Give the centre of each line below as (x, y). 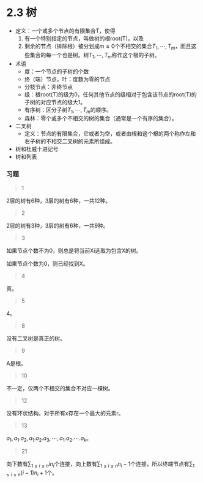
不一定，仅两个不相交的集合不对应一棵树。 (60, 388)
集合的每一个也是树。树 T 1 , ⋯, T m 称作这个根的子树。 (95, 56)
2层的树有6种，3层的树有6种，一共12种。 (59, 201)
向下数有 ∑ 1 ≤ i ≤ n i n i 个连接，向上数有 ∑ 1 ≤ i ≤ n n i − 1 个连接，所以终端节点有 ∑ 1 (101, 465)
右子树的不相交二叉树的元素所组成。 (70, 141)
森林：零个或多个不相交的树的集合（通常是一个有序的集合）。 (101, 118)
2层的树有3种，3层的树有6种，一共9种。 (57, 225)
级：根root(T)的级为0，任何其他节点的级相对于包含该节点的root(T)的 (110, 94)
